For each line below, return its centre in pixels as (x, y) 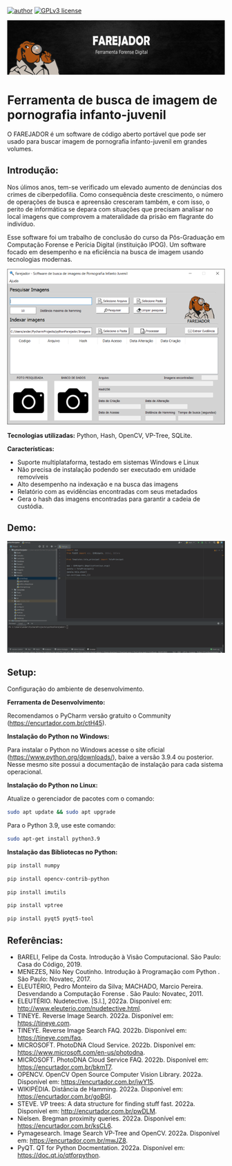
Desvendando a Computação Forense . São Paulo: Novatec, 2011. (110, 994)
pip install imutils (37, 892)
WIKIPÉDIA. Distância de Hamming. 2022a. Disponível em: (100, 1089)
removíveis (33, 477)
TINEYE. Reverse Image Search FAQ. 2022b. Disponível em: (102, 1030)
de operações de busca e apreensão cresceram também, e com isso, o (108, 202)
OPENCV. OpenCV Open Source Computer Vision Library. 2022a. (110, 1074)
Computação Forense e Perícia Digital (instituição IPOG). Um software (107, 245)
